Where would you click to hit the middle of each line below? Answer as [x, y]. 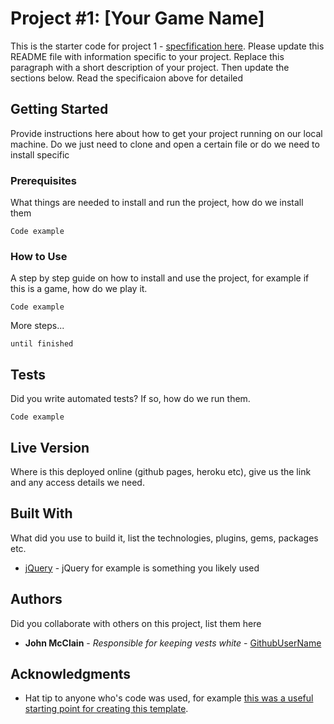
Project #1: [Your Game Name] [137, 18]
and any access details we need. [77, 482]
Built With [41, 513]
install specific [40, 154]
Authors [36, 599]
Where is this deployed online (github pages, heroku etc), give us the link [161, 471]
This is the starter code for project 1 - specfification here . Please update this [167, 46]
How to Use [39, 256]
